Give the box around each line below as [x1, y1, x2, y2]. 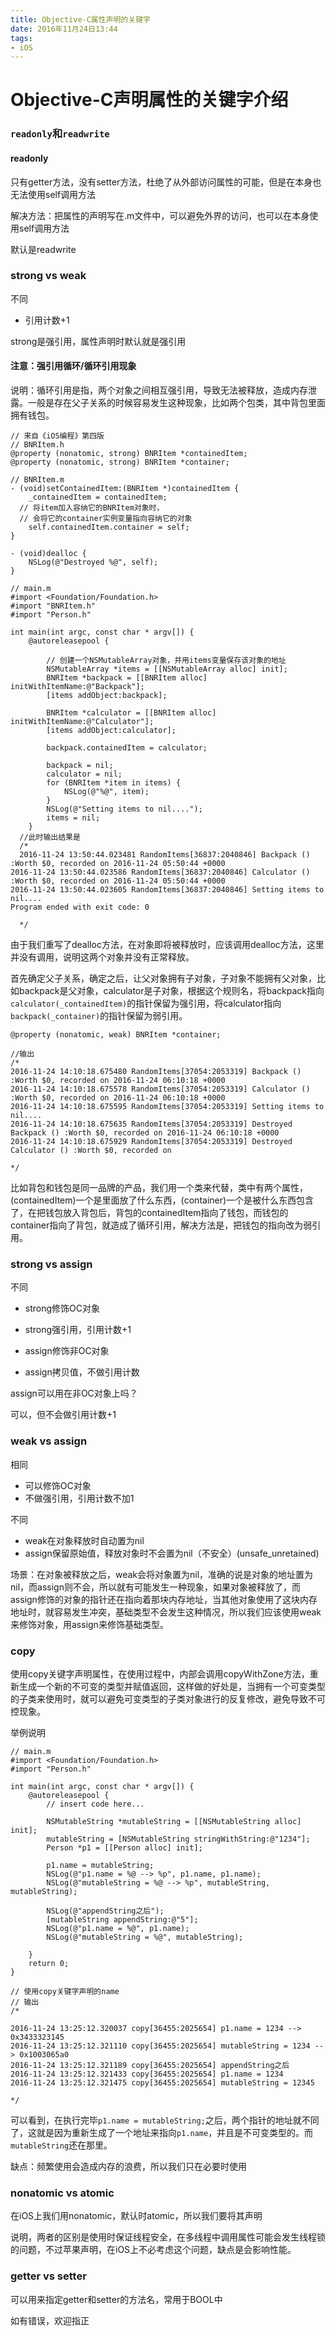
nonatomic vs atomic [10, 2186, 115, 2200]
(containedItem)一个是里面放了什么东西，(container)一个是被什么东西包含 [10, 1194, 315, 1206]
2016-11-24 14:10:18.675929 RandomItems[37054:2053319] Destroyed [10, 1137, 293, 1147]
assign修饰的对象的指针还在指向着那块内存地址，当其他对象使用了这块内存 [10, 1593, 318, 1605]
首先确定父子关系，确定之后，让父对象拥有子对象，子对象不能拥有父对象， [10, 972, 317, 985]
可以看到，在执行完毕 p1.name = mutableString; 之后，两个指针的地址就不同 [10, 2114, 320, 2126]
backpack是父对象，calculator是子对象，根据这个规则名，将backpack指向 [18, 985, 325, 997]
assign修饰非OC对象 [24, 1345, 110, 1357]
